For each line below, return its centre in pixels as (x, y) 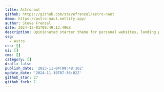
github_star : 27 (21, 77)
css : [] (13, 46)
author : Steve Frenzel (28, 23)
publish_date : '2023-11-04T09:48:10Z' (44, 69)
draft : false (18, 64)
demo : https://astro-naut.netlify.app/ (46, 18)
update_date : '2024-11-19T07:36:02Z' (43, 73)
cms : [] (13, 55)
